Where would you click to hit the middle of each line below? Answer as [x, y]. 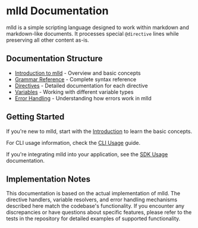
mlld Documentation [57, 11]
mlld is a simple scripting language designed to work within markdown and [98, 27]
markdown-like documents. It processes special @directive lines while [93, 33]
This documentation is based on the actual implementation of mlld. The [93, 194]
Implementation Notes [48, 179]
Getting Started [35, 117]
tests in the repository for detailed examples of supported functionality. [93, 218]
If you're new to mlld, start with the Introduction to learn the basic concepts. [99, 131]
